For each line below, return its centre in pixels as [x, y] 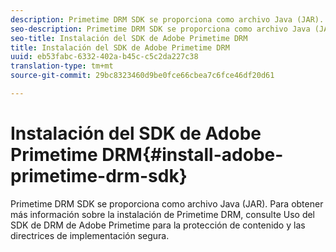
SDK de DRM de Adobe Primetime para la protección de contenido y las [158, 225]
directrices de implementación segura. [90, 235]
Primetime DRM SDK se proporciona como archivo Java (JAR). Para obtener [167, 203]
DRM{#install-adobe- [192, 155]
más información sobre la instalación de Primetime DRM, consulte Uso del [163, 214]
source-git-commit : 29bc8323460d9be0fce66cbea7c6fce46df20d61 [142, 76]
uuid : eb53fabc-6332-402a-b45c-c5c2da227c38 [104, 57]
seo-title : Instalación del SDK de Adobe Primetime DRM [129, 38]
